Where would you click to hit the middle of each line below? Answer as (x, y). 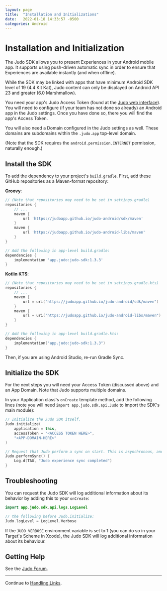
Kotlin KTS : (17, 274)
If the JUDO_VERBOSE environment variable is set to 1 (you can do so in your (80, 530)
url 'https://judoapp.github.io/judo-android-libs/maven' (84, 233)
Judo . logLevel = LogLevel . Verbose (41, 521)
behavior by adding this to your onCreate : (47, 498)
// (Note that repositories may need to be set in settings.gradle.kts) (82, 283)
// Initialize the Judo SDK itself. (43, 419)
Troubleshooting (32, 481)
